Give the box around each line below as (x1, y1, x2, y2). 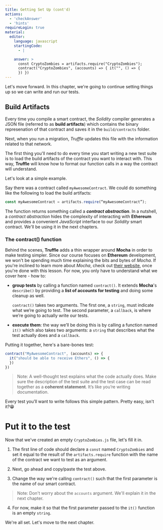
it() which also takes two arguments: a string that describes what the (12, 327, 155, 333)
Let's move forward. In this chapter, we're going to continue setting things (5, 84, 153, 89)
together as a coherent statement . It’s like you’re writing (17, 384, 130, 390)
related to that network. (5, 141, 52, 147)
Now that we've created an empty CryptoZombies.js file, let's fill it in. (5, 437, 143, 443)
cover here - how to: (5, 273, 46, 278)
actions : (5, 12, 23, 17)
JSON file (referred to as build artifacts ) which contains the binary (5, 121, 139, 127)
